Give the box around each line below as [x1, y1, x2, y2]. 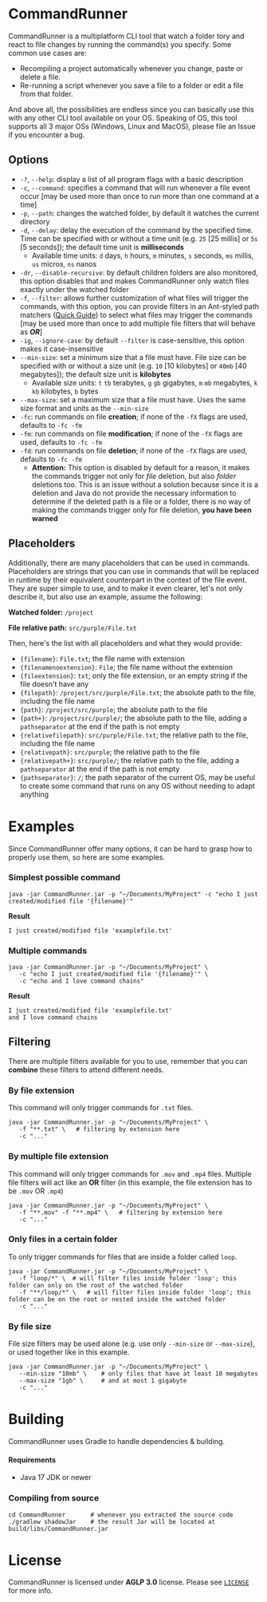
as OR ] [19, 326, 43, 336]
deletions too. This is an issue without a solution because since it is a [31, 480, 259, 489]
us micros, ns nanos [31, 259, 97, 268]
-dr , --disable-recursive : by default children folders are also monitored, [19, 267, 259, 277]
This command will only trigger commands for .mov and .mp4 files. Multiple [8, 1169, 253, 1178]
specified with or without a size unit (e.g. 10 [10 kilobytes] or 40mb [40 [19, 361, 247, 370]
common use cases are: [8, 48, 88, 57]
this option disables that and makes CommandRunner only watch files [19, 276, 249, 286]
